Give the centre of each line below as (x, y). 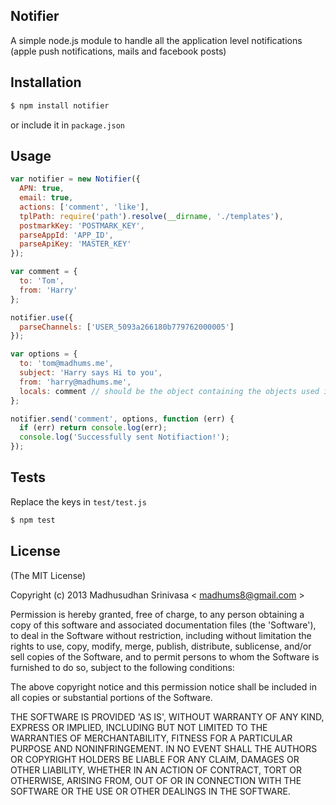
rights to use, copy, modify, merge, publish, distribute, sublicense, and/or (161, 646)
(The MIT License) (48, 575)
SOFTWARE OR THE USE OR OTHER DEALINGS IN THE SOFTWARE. (150, 791)
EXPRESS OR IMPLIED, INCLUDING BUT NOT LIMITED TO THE (139, 727)
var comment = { (44, 272)
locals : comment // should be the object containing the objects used (169, 391)
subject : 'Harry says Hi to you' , (91, 373)
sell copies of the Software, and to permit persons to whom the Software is (165, 656)
